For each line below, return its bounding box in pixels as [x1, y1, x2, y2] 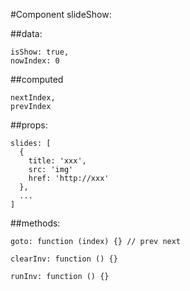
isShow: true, [10, 47, 70, 57]
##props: [10, 119, 48, 131]
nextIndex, [10, 93, 56, 103]
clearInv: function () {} [10, 254, 118, 264]
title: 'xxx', [28, 156, 87, 166]
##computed [10, 74, 64, 85]
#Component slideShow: [10, 9, 112, 20]
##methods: [10, 217, 61, 229]
